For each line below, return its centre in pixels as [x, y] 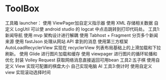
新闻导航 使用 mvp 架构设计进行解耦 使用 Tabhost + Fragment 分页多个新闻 [82, 35]
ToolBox [22, 9]
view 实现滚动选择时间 [28, 72]
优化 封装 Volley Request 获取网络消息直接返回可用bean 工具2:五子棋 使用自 [83, 60]
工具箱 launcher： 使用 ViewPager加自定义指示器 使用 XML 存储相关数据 [79, 23]
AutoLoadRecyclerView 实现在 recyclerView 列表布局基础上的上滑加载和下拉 [83, 47]
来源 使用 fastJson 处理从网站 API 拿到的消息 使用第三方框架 [67, 41]
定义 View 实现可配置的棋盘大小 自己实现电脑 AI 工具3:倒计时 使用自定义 [79, 66]
